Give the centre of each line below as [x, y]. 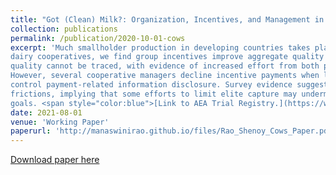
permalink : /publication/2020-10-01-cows [98, 38]
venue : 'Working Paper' [60, 122]
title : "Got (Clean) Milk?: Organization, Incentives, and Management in [167, 19]
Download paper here [55, 160]
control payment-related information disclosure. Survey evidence [151, 85]
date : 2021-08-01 [46, 112]
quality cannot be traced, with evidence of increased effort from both [165, 66]
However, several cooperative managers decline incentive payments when [165, 76]
